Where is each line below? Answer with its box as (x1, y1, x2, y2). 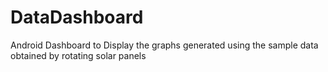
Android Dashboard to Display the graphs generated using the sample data (10, 39, 319, 51)
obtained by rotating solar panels (10, 49, 147, 61)
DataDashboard (10, 6, 144, 29)
